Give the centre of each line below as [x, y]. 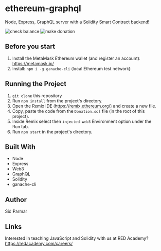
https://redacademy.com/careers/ [39, 243]
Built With [20, 147]
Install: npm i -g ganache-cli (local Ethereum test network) [71, 68]
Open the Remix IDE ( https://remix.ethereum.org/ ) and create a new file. [84, 106]
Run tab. [20, 126]
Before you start [30, 47]
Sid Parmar [16, 211]
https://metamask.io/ [33, 63]
